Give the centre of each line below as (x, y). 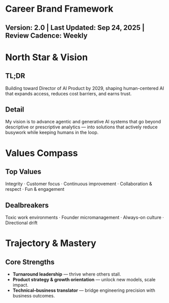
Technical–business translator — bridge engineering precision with (84, 290)
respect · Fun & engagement (35, 189)
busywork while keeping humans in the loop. (52, 132)
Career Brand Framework (59, 9)
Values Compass (42, 153)
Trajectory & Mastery (51, 243)
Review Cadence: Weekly (46, 35)
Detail (15, 109)
